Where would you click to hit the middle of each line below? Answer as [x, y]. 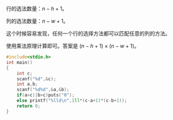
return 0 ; [29, 106]
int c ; [25, 73]
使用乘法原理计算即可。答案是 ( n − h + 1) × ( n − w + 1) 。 [73, 46]
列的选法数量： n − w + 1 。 [37, 21]
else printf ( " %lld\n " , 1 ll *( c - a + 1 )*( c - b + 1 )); [72, 101]
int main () [19, 62]
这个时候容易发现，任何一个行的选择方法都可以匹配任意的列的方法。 [88, 33]
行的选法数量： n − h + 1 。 [37, 8]
